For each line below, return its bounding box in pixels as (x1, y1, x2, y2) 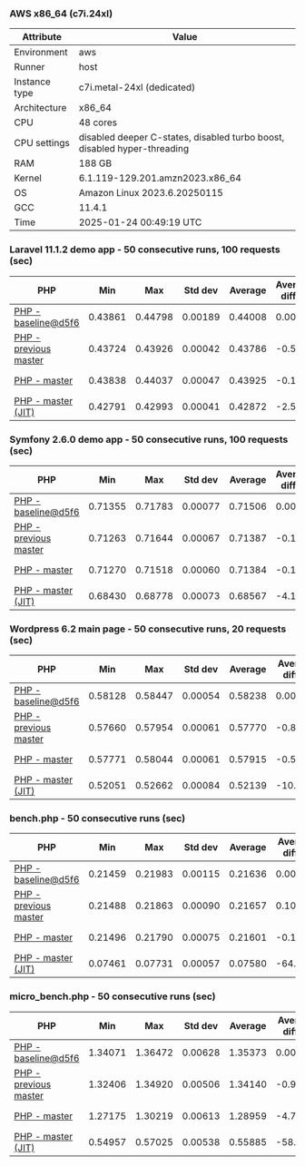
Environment (14, 46, 68, 59)
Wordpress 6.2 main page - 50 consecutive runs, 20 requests (9, 622, 287, 635)
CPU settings (14, 137, 70, 150)
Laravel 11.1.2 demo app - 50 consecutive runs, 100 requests (9, 243, 280, 256)
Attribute (22, 31, 62, 44)
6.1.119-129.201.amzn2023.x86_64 (78, 171, 242, 184)
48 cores (78, 116, 118, 129)
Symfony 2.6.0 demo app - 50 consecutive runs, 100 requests (9, 433, 289, 446)
